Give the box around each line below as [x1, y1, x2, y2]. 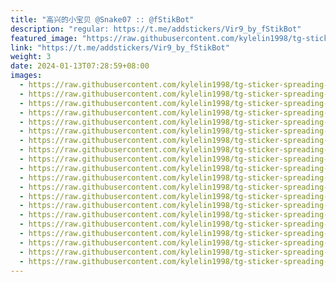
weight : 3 [10, 52, 52, 62]
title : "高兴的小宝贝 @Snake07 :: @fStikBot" [10, 14, 195, 25]
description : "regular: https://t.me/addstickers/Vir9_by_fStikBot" [10, 24, 302, 34]
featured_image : [10, 33, 78, 43]
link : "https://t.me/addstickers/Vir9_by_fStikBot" [10, 42, 230, 53]
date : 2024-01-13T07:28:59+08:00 [10, 61, 150, 71]
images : [10, 71, 43, 81]
